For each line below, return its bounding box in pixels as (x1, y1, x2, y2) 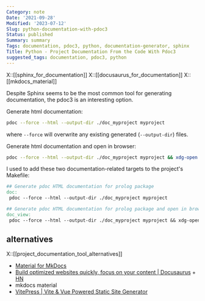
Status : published (6, 32, 53, 38)
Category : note (6, 9, 45, 15)
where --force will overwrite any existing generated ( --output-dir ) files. (6, 131, 189, 138)
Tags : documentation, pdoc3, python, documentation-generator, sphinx (6, 43, 190, 49)
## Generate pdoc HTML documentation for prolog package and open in (6, 206, 187, 212)
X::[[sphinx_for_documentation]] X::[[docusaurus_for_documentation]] (6, 71, 183, 78)
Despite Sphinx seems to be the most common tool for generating (6, 89, 172, 96)
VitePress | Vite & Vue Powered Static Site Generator (15, 288, 148, 296)
